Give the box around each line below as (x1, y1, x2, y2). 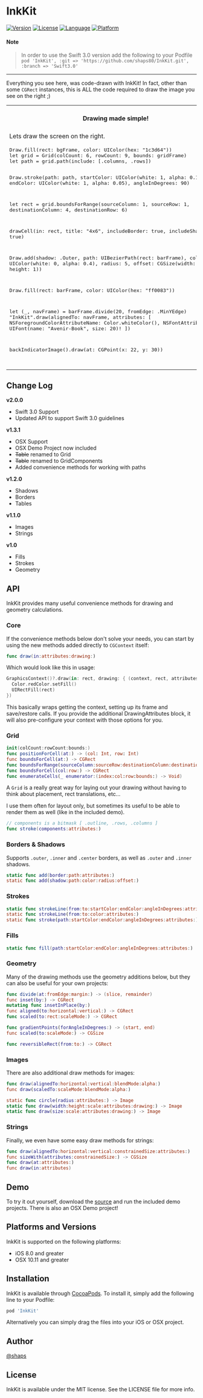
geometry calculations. (6, 606, 63, 613)
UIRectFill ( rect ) (11, 687, 56, 693)
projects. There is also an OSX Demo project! (6, 1204, 118, 1211)
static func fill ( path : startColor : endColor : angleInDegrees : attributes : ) (6, 945, 193, 951)
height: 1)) (9, 266, 42, 273)
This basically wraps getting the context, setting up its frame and (6, 703, 168, 711)
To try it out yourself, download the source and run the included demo (6, 1198, 181, 1205)
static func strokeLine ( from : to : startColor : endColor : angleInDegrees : (6, 905, 185, 912)
